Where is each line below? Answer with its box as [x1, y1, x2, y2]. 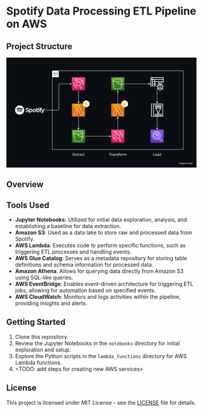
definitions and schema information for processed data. [14, 261, 154, 269]
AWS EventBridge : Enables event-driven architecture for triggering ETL [14, 280, 194, 288]
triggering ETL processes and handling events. [14, 248, 132, 255]
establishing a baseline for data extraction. [14, 223, 121, 230]
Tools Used [6, 200, 50, 210]
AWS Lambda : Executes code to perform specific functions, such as [14, 242, 186, 249]
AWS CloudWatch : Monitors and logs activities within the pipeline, [14, 293, 181, 301]
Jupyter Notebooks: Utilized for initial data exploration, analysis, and [14, 216, 187, 223]
